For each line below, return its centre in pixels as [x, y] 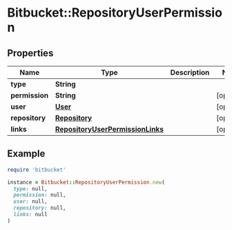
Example [26, 154]
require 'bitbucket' [37, 170]
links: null [31, 215]
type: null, [31, 188]
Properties [30, 53]
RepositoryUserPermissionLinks [109, 129]
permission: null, [40, 195]
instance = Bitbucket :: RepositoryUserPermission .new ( [86, 182]
